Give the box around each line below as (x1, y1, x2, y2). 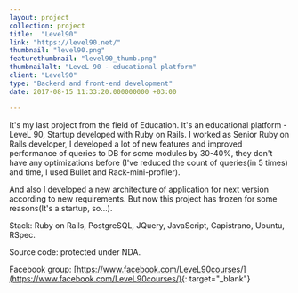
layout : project (9, 12, 69, 22)
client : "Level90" (9, 71, 77, 80)
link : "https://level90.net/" (9, 37, 122, 47)
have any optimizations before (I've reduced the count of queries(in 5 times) (9, 157, 289, 168)
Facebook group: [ (9, 264, 77, 274)
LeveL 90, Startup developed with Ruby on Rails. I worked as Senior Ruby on (9, 129, 290, 139)
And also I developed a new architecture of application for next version (9, 184, 270, 194)
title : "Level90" (9, 29, 77, 38)
